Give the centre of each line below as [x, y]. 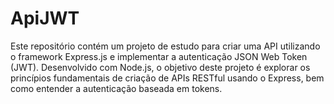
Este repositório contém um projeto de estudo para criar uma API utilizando [165, 46]
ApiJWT [45, 18]
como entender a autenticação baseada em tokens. [116, 88]
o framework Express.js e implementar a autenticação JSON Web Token [159, 56]
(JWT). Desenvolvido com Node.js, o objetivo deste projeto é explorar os [160, 67]
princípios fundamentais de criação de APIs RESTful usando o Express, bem [167, 78]
